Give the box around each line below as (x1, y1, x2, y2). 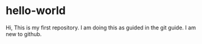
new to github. (5, 30, 42, 37)
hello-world (5, 4, 66, 18)
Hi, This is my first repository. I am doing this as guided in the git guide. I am (5, 24, 196, 31)
